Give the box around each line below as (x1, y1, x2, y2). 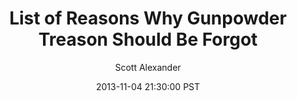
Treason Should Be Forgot (38, 28, 258, 51)
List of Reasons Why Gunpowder (9, 7, 287, 30)
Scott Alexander (114, 61, 182, 73)
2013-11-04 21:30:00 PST (95, 80, 201, 92)
